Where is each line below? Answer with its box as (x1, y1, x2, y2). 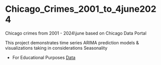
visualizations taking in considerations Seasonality (5, 45, 108, 51)
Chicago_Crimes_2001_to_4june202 (5, 3, 157, 15)
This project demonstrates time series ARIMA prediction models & (5, 39, 139, 45)
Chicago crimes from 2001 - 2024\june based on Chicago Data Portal (5, 30, 147, 36)
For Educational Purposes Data (12, 54, 76, 60)
